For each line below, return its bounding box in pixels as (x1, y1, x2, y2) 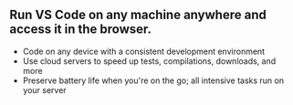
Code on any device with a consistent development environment (22, 46, 266, 57)
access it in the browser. (9, 22, 152, 37)
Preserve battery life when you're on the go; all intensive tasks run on (22, 75, 285, 86)
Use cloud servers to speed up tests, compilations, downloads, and (22, 55, 277, 67)
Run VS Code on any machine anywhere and (9, 7, 267, 23)
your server (22, 84, 67, 95)
